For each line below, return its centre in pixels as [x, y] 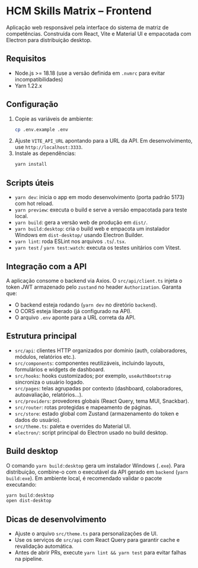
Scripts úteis [30, 183]
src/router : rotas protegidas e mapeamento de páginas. [84, 407]
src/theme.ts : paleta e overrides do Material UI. [73, 426]
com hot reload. [34, 204]
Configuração [32, 104]
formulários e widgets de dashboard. [60, 369]
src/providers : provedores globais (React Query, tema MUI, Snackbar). [102, 401]
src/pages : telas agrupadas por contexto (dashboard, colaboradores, [99, 388]
